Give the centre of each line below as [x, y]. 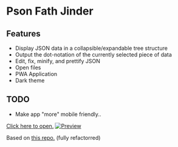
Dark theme [30, 80]
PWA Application [36, 74]
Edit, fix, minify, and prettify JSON [57, 61]
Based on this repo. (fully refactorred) [53, 137]
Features [23, 34]
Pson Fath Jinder [50, 11]
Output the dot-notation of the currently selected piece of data [93, 55]
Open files [28, 67]
